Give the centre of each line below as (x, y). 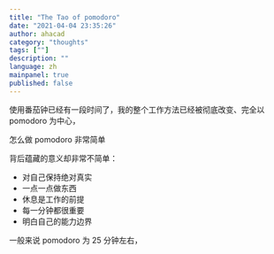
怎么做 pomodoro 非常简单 (57, 139)
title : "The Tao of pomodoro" (65, 17)
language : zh (33, 67)
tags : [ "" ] (29, 50)
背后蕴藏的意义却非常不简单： (63, 158)
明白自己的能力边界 (57, 221)
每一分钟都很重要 (53, 210)
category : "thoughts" (49, 42)
